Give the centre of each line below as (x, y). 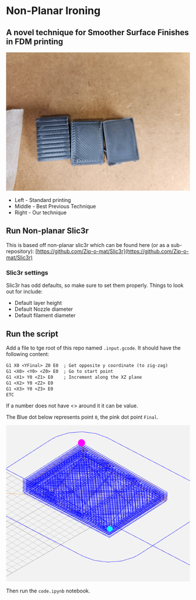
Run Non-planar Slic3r (48, 231)
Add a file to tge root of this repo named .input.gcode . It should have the (93, 348)
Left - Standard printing (43, 200)
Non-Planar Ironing (53, 11)
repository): (20, 251)
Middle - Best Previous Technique (55, 206)
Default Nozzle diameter (44, 309)
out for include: (24, 292)
